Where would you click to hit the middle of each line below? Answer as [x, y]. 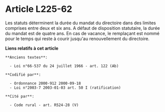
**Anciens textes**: [27, 57]
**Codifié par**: [23, 75]
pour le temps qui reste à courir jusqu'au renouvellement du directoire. [78, 39]
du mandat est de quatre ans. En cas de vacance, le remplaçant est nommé [82, 33]
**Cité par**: [20, 96]
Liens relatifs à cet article [32, 48]
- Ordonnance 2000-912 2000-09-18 [45, 83]
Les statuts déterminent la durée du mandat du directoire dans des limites [81, 23]
